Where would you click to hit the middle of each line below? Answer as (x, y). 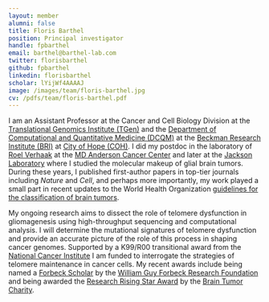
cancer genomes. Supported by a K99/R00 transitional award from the (125, 247)
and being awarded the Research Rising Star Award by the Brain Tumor (126, 281)
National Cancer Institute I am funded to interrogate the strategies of (122, 256)
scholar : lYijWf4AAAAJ (46, 83)
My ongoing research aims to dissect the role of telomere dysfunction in (128, 213)
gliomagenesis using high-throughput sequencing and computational (122, 222)
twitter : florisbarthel (48, 61)
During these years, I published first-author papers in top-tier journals (124, 172)
